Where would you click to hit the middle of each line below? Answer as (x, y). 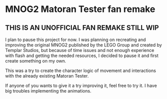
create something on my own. (36, 61)
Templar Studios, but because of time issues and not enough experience (80, 50)
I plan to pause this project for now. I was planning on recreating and (76, 39)
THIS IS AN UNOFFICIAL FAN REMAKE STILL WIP (82, 28)
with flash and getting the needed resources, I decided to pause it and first (82, 55)
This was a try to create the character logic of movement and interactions (81, 70)
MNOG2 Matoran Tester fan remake (80, 9)
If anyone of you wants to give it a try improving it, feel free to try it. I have (81, 85)
